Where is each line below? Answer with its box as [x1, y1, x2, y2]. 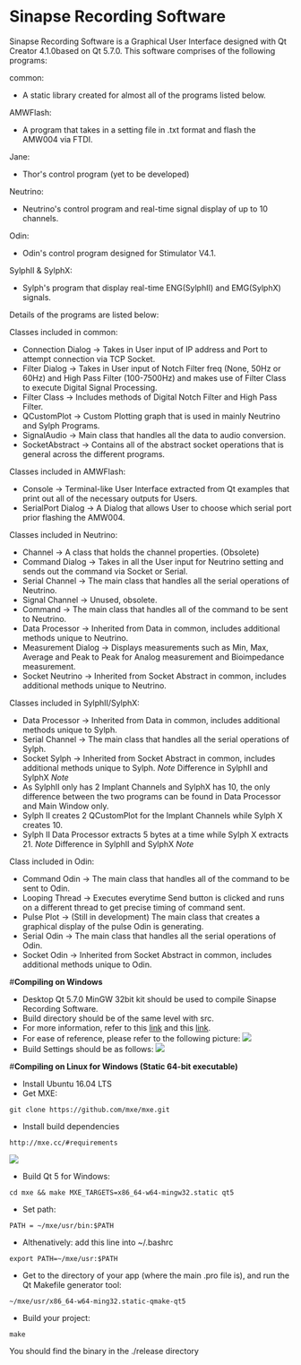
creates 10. [21, 819, 64, 830]
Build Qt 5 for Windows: [21, 1171, 110, 1181]
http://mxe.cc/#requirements [9, 1138, 118, 1147]
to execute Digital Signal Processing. [21, 382, 159, 393]
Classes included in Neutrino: [9, 529, 118, 540]
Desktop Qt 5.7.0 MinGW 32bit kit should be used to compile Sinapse [21, 993, 277, 1005]
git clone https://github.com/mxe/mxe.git [9, 1105, 170, 1114]
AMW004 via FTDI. [21, 134, 93, 144]
